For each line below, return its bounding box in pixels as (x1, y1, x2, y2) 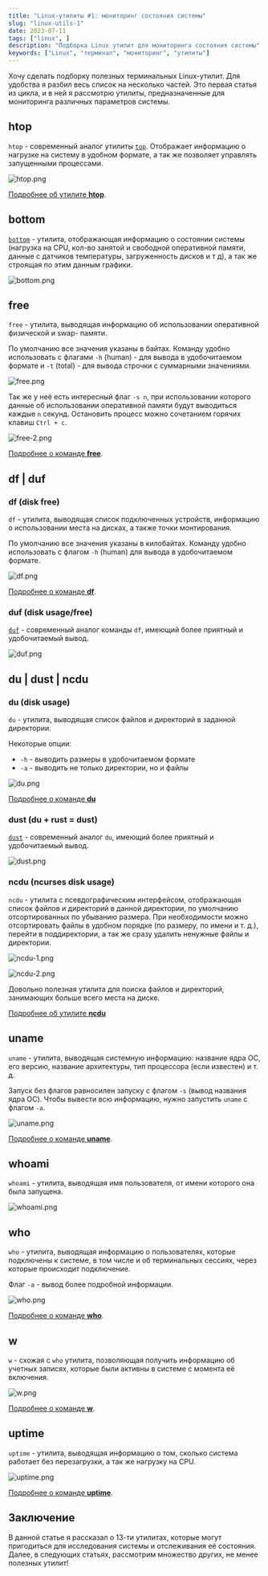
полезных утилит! (8, 1558, 69, 1567)
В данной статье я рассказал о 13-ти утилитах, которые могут (8, 1532, 222, 1542)
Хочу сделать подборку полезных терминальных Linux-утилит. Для (8, 71, 241, 80)
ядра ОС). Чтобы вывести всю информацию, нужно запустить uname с (8, 1094, 248, 1104)
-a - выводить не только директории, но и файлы (19, 763, 189, 773)
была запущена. (8, 1186, 63, 1197)
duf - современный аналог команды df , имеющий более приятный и (8, 625, 243, 635)
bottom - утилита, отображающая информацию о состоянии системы (8, 234, 246, 243)
